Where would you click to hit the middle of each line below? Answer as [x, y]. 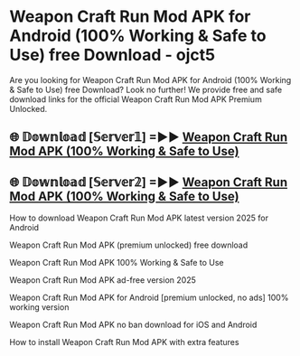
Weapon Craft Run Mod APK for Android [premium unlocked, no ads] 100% [149, 298]
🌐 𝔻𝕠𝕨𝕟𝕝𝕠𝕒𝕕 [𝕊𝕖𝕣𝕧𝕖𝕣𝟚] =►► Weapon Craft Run [148, 182]
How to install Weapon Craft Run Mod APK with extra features [124, 342]
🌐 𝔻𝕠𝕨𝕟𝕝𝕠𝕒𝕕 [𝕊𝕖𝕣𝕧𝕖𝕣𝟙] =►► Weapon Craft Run [148, 137]
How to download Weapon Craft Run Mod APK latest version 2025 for [139, 218]
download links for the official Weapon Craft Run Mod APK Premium [136, 99]
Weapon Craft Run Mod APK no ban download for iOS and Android [133, 325]
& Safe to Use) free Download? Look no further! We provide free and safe [146, 89]
